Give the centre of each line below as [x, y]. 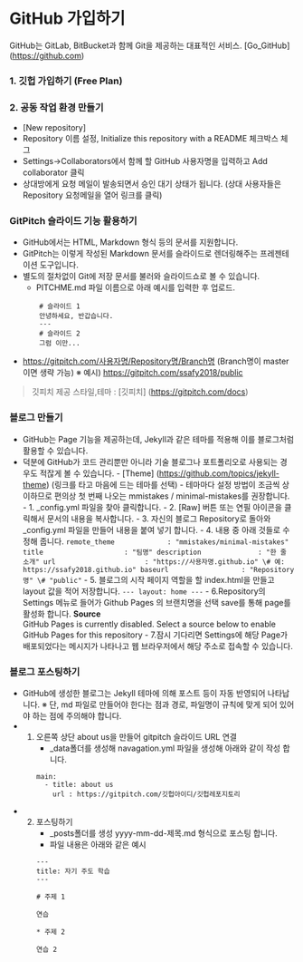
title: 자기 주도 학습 [73, 871]
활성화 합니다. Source [62, 614]
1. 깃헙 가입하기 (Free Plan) [66, 81]
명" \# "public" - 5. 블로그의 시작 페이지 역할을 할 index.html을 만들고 [148, 579]
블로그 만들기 [36, 418]
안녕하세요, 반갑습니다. [76, 316]
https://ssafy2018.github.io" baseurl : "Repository [158, 569]
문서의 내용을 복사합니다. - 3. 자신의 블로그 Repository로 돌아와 [159, 519]
